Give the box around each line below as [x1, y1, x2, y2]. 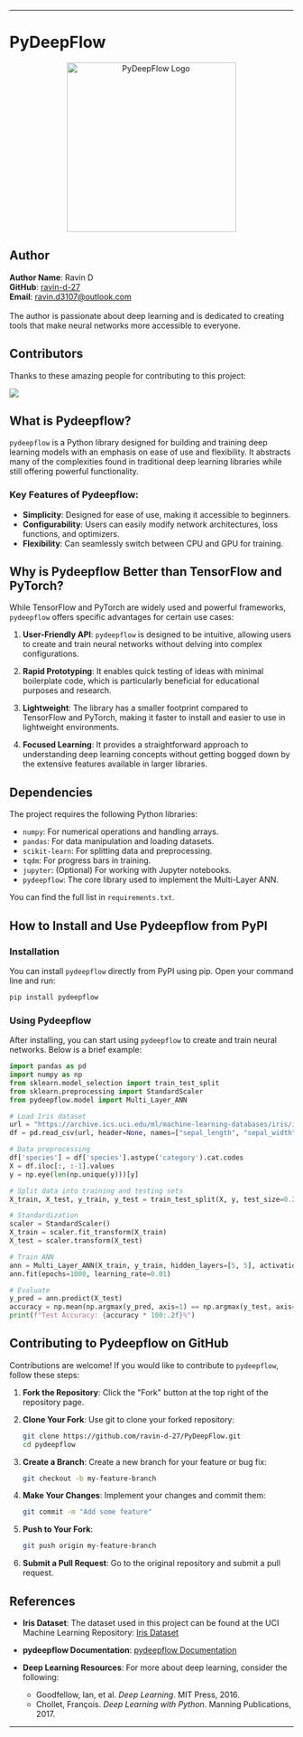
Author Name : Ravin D [9, 272, 94, 283]
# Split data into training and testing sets [9, 1186, 183, 1196]
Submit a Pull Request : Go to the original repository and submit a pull [22, 1558, 281, 1569]
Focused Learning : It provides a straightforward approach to [22, 739, 249, 750]
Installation [9, 945, 60, 958]
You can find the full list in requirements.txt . [9, 892, 175, 903]
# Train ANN [9, 1253, 54, 1262]
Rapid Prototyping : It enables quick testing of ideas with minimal [22, 666, 264, 677]
